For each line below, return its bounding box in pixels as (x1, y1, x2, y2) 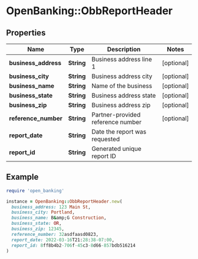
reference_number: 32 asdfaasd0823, (11, 231, 99, 237)
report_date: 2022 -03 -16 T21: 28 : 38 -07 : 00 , (11, 237, 115, 243)
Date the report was (91, 128, 147, 135)
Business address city (91, 72, 153, 80)
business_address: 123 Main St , (11, 204, 91, 210)
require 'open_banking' (6, 187, 65, 193)
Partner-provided (91, 111, 141, 119)
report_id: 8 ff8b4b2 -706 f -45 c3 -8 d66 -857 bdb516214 (11, 242, 136, 248)
